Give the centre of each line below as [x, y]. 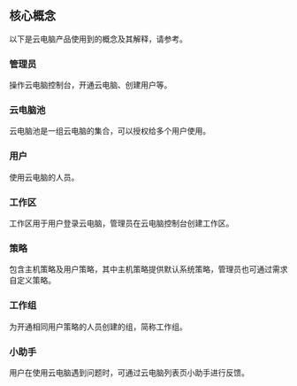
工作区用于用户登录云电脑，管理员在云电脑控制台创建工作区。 [122, 223]
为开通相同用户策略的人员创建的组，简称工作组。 [98, 327]
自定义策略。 [32, 281]
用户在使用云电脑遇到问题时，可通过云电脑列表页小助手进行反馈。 [129, 372]
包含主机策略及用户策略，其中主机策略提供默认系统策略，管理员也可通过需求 [148, 269]
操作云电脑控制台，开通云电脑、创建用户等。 [91, 85]
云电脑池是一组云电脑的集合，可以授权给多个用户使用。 [110, 131]
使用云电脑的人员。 [44, 177]
